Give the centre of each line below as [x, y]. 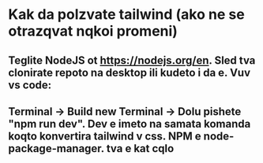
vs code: [30, 85]
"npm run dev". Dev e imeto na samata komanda [130, 124]
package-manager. [56, 148]
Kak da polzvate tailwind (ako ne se [126, 15]
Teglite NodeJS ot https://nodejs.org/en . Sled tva [132, 60]
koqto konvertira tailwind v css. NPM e [105, 136]
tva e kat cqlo [140, 148]
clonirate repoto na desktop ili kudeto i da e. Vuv [130, 72]
